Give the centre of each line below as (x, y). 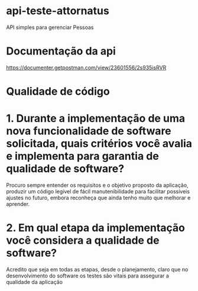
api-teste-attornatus (58, 11)
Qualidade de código (58, 91)
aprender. (18, 204)
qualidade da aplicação (35, 282)
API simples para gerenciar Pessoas (50, 27)
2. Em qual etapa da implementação (95, 228)
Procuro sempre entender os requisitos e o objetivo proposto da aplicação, (97, 185)
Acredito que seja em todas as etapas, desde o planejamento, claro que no (97, 269)
